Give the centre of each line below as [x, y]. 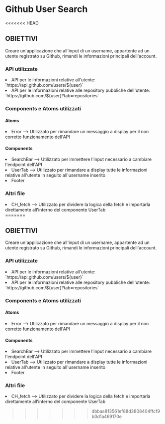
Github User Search [46, 9]
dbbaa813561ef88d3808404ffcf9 [126, 411]
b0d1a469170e [107, 417]
